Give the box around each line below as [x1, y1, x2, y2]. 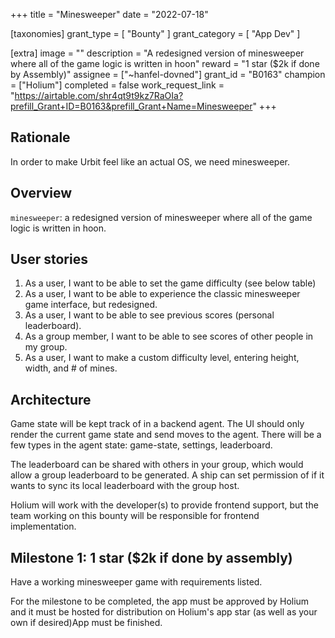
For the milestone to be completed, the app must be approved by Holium [10, 595, 310, 608]
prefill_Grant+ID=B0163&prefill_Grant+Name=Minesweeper [10, 100, 253, 112]
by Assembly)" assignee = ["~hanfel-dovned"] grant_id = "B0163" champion [10, 69, 326, 80]
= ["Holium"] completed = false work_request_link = [10, 79, 225, 91]
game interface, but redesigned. [24, 299, 158, 311]
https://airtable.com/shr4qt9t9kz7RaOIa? [14, 90, 184, 101]
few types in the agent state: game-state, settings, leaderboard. [10, 439, 273, 451]
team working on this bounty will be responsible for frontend [10, 510, 260, 522]
